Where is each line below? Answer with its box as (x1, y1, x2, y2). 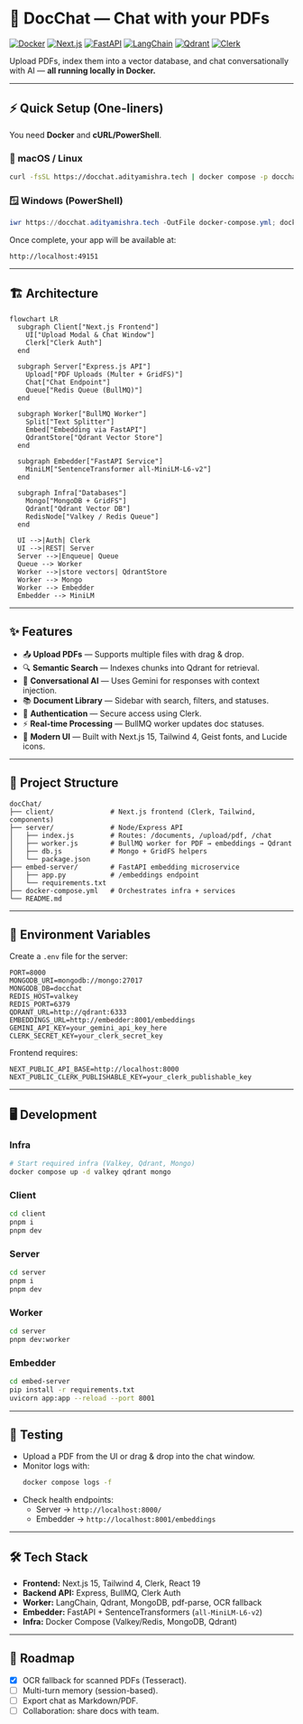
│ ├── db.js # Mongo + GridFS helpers (9, 846, 207, 856)
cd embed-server (9, 1376, 70, 1385)
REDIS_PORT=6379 (9, 1000, 70, 1010)
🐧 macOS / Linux (9, 152, 83, 164)
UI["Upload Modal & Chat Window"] (25, 330, 155, 340)
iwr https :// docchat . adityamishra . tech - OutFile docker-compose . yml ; (9, 219, 277, 228)
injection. (22, 685, 57, 695)
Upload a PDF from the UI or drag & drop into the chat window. (22, 1451, 255, 1462)
